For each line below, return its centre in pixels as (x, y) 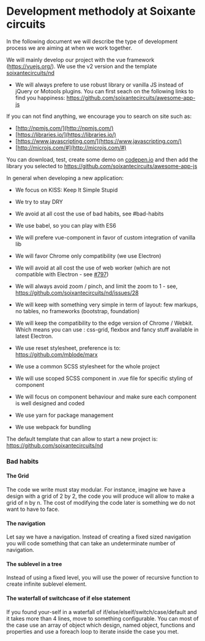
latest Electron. (34, 336)
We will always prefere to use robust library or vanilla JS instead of (99, 85)
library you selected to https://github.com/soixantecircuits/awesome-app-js (102, 166)
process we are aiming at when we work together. (69, 48)
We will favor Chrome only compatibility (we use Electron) (88, 255)
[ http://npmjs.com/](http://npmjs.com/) (64, 128)
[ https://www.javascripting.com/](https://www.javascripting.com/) (99, 141)
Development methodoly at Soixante (101, 11)
